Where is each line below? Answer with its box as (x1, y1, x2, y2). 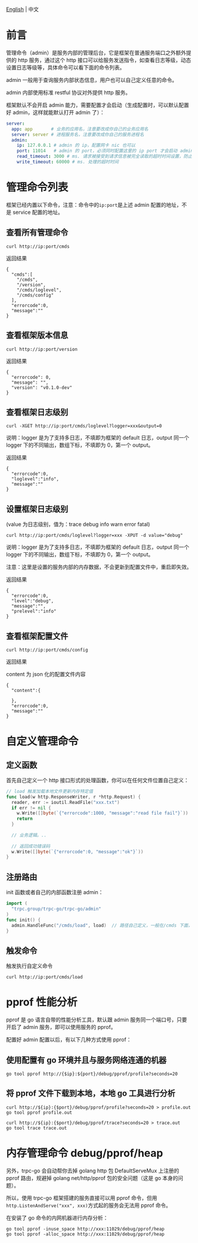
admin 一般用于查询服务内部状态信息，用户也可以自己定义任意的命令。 (6, 76, 178, 83)
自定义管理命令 (6, 735, 79, 748)
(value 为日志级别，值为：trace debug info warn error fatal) (6, 521, 150, 528)
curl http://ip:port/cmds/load (6, 974, 83, 980)
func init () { (6, 916, 41, 923)
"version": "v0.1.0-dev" (11, 384, 72, 391)
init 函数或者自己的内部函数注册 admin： (6, 889, 104, 896)
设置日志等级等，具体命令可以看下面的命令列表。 (6, 64, 125, 71)
